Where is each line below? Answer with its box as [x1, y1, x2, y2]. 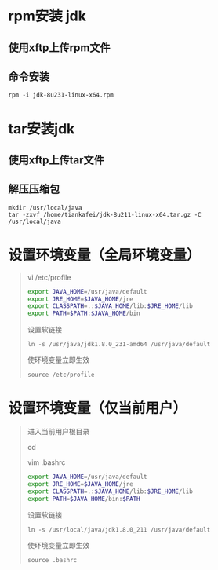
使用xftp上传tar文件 [8, 153, 104, 166]
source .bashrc [27, 556, 78, 564]
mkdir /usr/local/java [8, 203, 82, 212]
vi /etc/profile [27, 272, 71, 282]
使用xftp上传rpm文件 [8, 41, 111, 54]
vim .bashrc [27, 458, 66, 467]
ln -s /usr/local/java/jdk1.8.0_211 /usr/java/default [27, 525, 211, 534]
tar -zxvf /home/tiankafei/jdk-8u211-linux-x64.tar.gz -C [8, 210, 202, 218]
